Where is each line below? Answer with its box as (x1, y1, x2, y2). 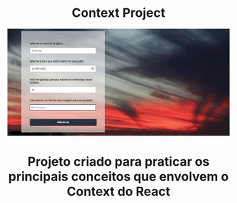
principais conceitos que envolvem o (8, 169, 229, 184)
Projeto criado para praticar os (27, 153, 210, 169)
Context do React (66, 183, 171, 199)
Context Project (71, 5, 166, 21)
